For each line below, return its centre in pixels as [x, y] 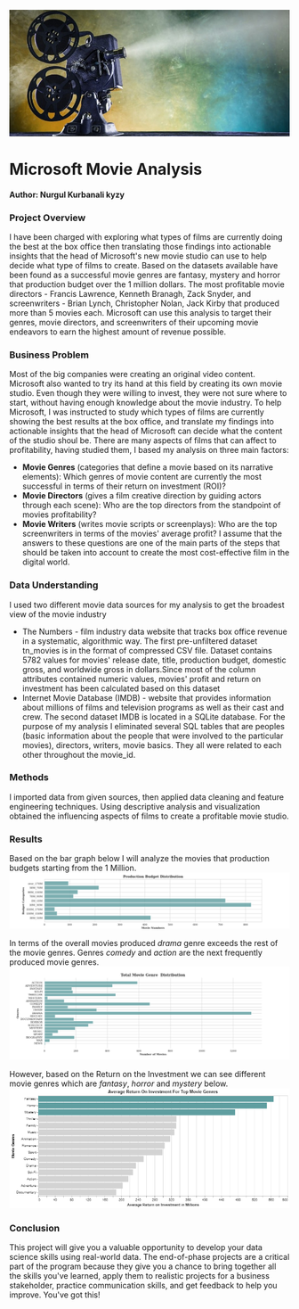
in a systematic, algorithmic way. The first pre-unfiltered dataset [140, 641]
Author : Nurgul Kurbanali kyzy [67, 194]
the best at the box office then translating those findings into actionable [140, 246]
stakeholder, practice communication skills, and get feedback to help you [143, 1286]
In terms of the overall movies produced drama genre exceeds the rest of [144, 943]
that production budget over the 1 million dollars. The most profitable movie [147, 284]
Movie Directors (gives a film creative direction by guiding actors [141, 496]
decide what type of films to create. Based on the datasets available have [144, 265]
